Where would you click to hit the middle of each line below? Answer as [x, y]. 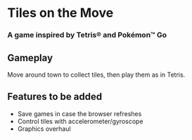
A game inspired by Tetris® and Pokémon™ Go [87, 35]
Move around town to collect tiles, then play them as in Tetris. [96, 75]
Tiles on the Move [60, 13]
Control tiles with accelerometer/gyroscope [80, 121]
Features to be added [55, 97]
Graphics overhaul [44, 129]
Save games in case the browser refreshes [79, 113]
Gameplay [30, 58]
